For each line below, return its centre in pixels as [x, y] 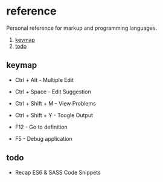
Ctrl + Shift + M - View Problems [56, 103]
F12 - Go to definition [41, 127]
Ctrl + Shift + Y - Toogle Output [54, 115]
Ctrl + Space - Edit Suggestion [53, 92]
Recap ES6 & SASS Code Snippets [58, 172]
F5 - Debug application [43, 138]
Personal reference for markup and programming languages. [82, 28]
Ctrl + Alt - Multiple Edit [44, 79]
